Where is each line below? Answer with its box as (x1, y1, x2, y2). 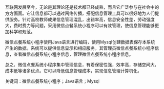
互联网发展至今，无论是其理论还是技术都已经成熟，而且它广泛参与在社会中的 (5, 4, 159, 10)
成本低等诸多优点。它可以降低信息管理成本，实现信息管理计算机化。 (5, 68, 142, 73)
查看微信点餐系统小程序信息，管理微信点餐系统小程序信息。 (13, 51, 133, 57)
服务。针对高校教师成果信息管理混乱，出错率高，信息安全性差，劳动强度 (9, 17, 155, 22)
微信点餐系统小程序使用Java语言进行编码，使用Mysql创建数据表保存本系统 (5, 39, 155, 45)
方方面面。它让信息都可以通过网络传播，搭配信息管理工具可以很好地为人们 (5, 10, 155, 16)
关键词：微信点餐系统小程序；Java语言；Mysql (5, 78, 100, 84)
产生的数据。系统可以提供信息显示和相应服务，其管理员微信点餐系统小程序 (5, 45, 155, 51)
